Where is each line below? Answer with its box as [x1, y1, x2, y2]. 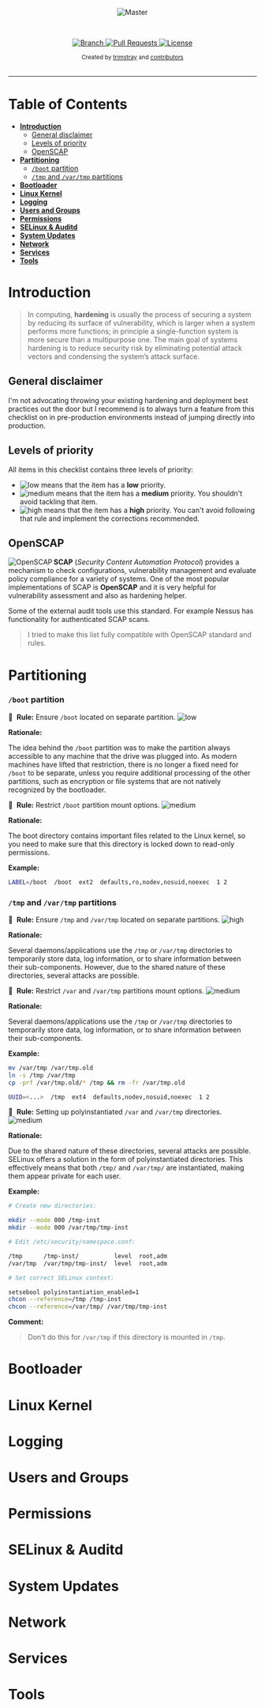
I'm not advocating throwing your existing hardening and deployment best [8, 395, 248, 405]
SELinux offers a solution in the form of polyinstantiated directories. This [8, 1155, 243, 1164]
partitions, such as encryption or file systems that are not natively [8, 776, 222, 786]
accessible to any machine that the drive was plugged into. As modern [8, 751, 237, 760]
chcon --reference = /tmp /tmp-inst [8, 1295, 122, 1303]
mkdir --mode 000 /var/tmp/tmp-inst [8, 1224, 129, 1232]
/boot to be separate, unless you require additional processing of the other [8, 767, 251, 778]
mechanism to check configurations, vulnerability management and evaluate [8, 566, 256, 575]
